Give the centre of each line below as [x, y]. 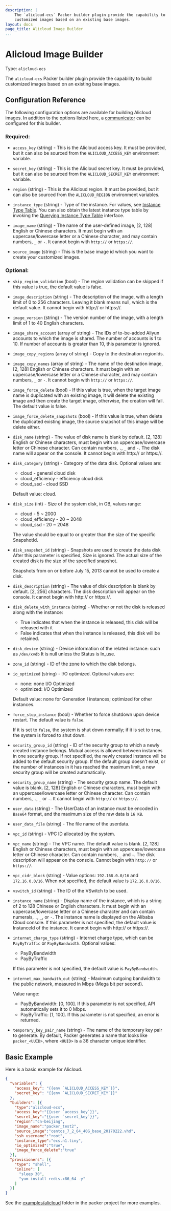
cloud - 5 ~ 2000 [38, 514]
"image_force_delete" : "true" [45, 1150]
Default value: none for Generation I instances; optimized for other [82, 699]
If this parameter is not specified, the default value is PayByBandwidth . [85, 969]
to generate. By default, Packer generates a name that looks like [80, 1035]
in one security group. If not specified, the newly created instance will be [89, 756]
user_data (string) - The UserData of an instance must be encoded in [85, 809]
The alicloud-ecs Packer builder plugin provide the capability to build [79, 79]
